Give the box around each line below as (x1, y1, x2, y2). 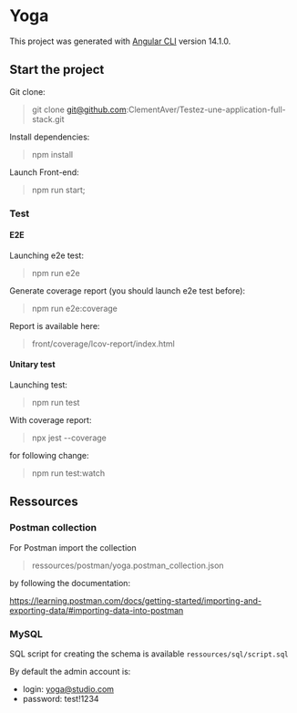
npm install (31, 149, 74, 160)
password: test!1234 (22, 694, 99, 705)
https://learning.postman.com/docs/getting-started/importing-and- (9, 594, 262, 606)
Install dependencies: (9, 131, 90, 142)
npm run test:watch (31, 468, 106, 479)
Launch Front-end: (9, 166, 79, 178)
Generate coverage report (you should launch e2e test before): (9, 284, 246, 296)
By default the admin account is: (9, 666, 131, 677)
